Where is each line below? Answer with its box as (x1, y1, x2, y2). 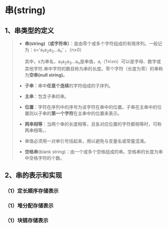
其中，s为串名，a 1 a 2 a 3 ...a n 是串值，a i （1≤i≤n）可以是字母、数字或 (24, 58, 161, 65)
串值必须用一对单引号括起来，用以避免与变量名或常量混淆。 (24, 138, 149, 144)
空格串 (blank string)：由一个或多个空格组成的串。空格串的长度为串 (24, 148, 163, 155)
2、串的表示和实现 (5, 171, 63, 179)
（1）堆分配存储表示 (5, 202, 54, 209)
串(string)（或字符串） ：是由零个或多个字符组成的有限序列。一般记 (24, 41, 162, 46)
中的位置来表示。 (86, 110, 122, 116)
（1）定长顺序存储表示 (5, 187, 59, 194)
